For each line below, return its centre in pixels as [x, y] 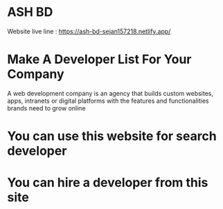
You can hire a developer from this [108, 183]
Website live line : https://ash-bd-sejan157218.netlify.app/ [89, 31]
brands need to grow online [46, 108]
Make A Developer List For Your [99, 59]
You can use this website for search [112, 136]
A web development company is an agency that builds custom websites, [110, 93]
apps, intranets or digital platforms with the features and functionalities [108, 101]
